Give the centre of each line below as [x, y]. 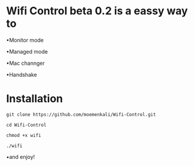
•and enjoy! [21, 156]
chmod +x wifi [24, 135]
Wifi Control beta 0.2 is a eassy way [97, 11]
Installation [35, 99]
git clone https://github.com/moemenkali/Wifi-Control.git [81, 114]
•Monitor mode [25, 40]
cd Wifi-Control [26, 125]
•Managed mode [27, 51]
